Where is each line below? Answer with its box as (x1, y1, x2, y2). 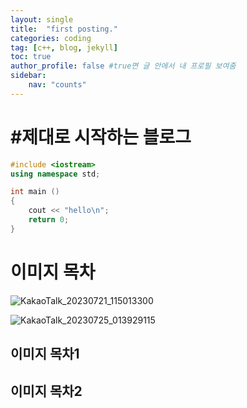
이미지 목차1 (10, 346, 80, 363)
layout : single (10, 14, 74, 25)
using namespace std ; (10, 169, 101, 179)
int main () (10, 187, 60, 197)
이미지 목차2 (10, 382, 83, 400)
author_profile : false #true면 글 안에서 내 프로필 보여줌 (10, 61, 237, 71)
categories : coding (10, 33, 92, 43)
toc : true (10, 52, 52, 62)
